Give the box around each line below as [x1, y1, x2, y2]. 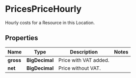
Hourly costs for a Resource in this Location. [5, 20, 95, 26]
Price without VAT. [58, 65, 101, 72]
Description [70, 48, 98, 55]
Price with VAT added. [58, 56, 109, 63]
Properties [5, 34, 38, 42]
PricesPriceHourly [5, 3, 82, 15]
